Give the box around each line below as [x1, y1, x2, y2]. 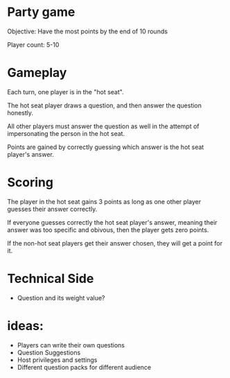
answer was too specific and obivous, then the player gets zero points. [7, 225, 209, 234]
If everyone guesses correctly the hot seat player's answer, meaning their [7, 218, 218, 226]
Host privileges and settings [17, 355, 98, 364]
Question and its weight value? [17, 293, 105, 302]
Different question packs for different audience [17, 363, 151, 371]
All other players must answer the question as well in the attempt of [7, 122, 200, 130]
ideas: [7, 318, 44, 334]
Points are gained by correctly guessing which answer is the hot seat [7, 143, 204, 151]
